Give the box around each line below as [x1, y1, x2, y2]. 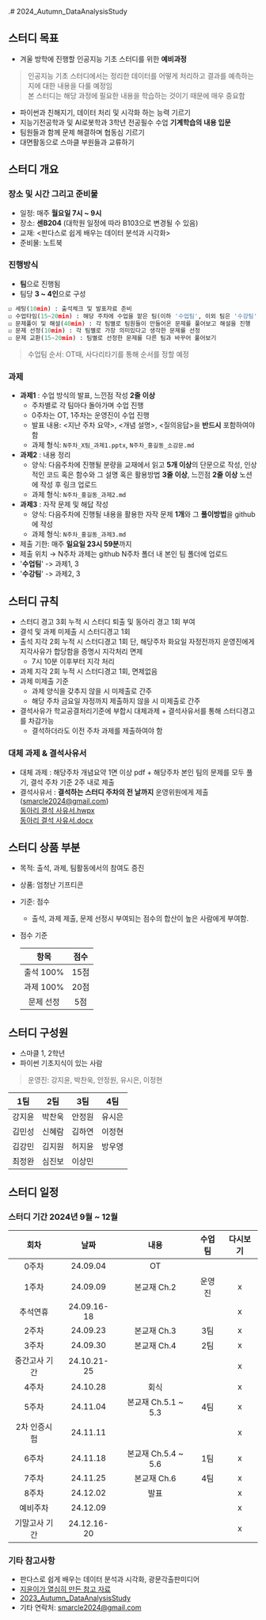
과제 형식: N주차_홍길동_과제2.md [31, 490, 127, 499]
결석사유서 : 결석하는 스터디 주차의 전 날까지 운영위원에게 [19, 787, 194, 797]
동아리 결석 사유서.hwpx [19, 805, 95, 815]
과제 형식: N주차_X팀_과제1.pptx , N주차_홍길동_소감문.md [31, 440, 195, 450]
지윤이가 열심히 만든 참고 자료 [19, 1584, 111, 1594]
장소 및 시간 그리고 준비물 [8, 189, 99, 200]
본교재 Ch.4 [134, 1339, 177, 1351]
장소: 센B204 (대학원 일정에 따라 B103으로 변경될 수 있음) [19, 218, 199, 227]
